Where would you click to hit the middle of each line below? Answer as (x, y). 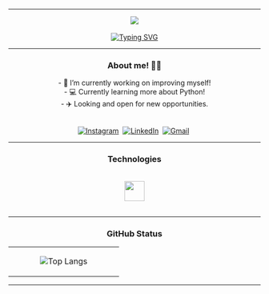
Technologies (134, 159)
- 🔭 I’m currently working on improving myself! (134, 83)
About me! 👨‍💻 (134, 65)
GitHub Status (134, 233)
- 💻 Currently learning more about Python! (134, 92)
